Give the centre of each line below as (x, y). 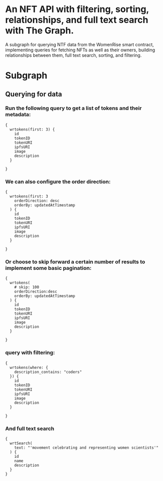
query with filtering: (30, 353)
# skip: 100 (27, 287)
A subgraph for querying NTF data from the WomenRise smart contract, (80, 44)
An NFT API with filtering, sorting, (77, 9)
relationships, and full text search (77, 20)
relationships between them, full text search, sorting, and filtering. (73, 55)
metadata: (18, 115)
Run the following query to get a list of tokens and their (73, 108)
